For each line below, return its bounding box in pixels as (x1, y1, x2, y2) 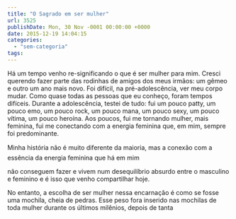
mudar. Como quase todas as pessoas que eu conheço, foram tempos (7, 91, 213, 100)
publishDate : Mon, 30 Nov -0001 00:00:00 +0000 (7, 23, 151, 30)
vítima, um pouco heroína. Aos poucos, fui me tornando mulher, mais (7, 114, 209, 122)
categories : (7, 37, 43, 44)
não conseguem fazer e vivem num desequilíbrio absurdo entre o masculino (7, 167, 230, 175)
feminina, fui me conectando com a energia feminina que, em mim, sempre (7, 122, 226, 130)
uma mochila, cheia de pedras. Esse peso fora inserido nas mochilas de (7, 196, 217, 204)
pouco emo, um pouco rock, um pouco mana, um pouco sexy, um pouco (7, 107, 220, 115)
